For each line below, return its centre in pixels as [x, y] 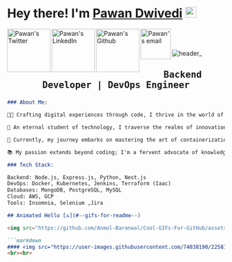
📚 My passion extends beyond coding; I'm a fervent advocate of [103, 152]
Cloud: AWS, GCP [30, 197]
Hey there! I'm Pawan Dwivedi [95, 13]
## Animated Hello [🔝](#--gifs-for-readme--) [74, 215]
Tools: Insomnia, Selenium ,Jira [55, 203]
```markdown [24, 241]
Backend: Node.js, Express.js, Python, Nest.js [77, 177]
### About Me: [28, 102]
